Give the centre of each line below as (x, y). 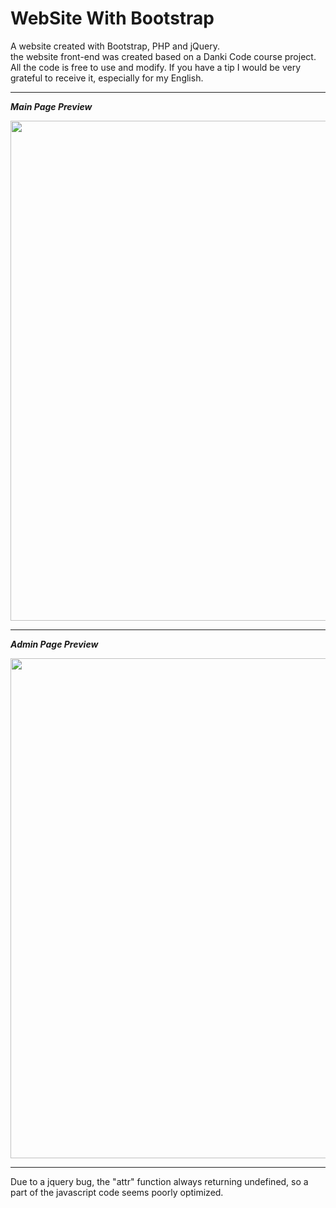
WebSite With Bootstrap (112, 18)
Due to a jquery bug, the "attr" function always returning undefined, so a (159, 1181)
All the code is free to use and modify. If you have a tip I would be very (156, 67)
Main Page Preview (51, 106)
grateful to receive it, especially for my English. (107, 78)
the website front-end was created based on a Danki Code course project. (163, 56)
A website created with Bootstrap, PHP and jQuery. (115, 46)
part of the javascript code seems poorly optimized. (117, 1192)
